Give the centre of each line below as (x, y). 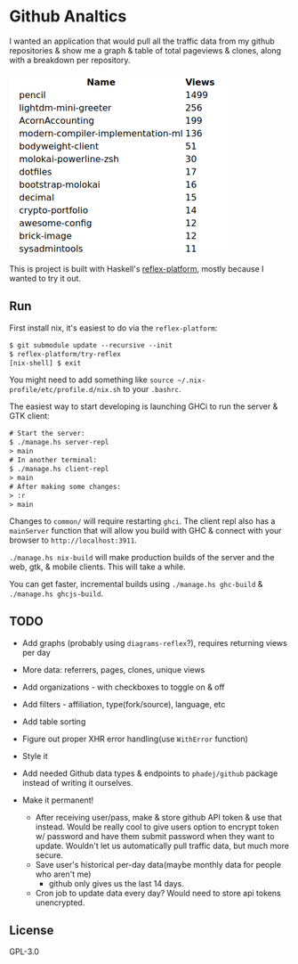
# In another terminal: (53, 460)
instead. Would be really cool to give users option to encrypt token (157, 827)
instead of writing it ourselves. (77, 782)
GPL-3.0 (24, 952)
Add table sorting (54, 721)
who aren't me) (63, 874)
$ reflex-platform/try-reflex (65, 354)
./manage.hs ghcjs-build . (56, 593)
